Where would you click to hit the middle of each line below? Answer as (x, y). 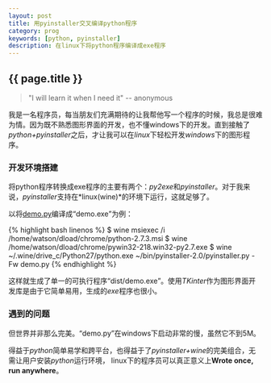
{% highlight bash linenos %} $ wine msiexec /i (87, 230)
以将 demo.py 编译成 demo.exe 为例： (71, 214)
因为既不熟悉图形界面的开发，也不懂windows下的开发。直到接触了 (140, 124)
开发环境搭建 (33, 168)
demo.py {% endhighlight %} (68, 264)
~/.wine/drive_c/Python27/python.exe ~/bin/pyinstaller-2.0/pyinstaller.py (129, 256)
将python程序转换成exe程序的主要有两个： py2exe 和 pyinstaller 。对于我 (126, 187)
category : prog (34, 31)
